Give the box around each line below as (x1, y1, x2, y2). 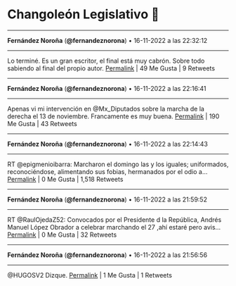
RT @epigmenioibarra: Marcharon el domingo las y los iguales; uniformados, (7, 160, 229, 168)
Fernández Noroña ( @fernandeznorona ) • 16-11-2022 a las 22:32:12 (7, 36, 208, 44)
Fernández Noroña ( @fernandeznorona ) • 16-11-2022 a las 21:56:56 (7, 250, 208, 259)
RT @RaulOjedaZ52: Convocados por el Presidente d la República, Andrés (7, 215, 222, 224)
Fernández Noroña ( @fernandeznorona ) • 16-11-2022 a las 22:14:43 (7, 139, 209, 148)
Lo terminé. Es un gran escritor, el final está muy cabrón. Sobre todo (7, 56, 205, 65)
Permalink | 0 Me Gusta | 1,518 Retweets (7, 175, 124, 183)
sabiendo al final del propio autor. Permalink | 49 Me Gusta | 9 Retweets (7, 63, 216, 73)
